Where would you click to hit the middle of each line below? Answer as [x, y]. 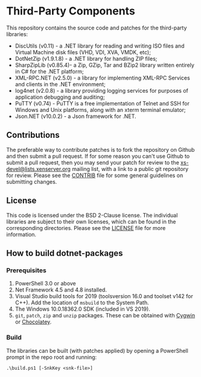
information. [21, 234]
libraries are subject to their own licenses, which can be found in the [91, 222]
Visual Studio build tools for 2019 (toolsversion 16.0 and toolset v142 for [104, 296]
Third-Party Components [71, 11]
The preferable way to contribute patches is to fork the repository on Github [101, 149]
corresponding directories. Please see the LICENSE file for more [86, 228]
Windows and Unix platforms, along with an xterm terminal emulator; [100, 110]
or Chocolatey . [33, 322]
